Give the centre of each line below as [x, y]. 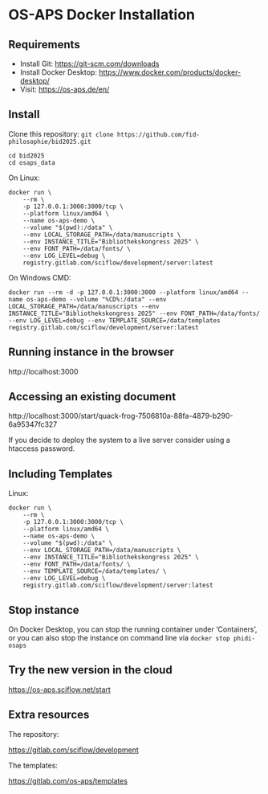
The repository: [34, 734]
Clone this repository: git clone [61, 133]
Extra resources [49, 715]
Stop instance [44, 610]
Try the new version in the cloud [90, 670]
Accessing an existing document [92, 397]
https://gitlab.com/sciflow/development [73, 750]
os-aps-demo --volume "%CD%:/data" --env [96, 299]
